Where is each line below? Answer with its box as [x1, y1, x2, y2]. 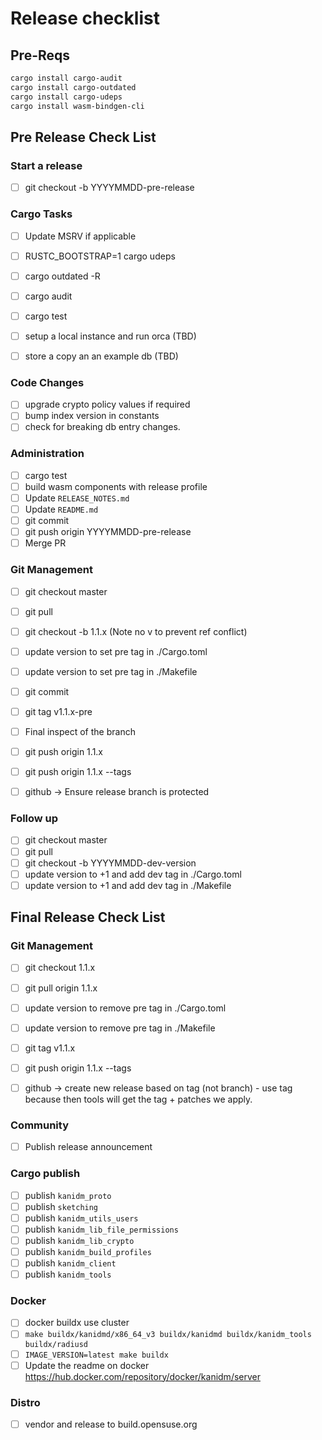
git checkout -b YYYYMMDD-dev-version [24, 857, 197, 869]
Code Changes [10, 375, 85, 389]
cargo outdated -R [24, 270, 101, 282]
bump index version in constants [24, 410, 160, 422]
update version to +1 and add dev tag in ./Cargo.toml [24, 868, 242, 880]
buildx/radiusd [24, 1339, 89, 1349]
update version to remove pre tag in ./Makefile [24, 1022, 216, 1034]
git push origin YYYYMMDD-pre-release [24, 526, 192, 538]
